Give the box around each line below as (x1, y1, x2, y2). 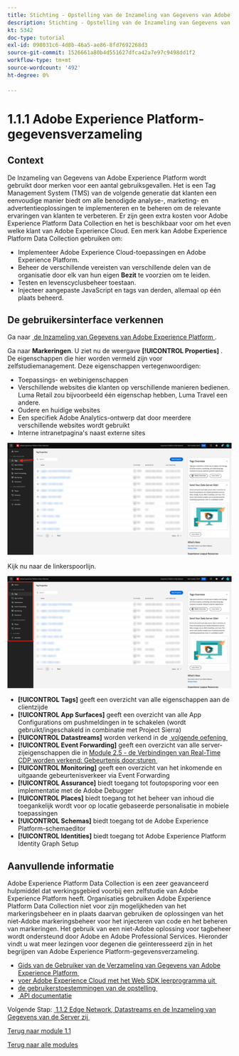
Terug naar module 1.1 (7, 1027, 71, 1035)
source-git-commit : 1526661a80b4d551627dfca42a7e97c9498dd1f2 (7, 49, 196, 56)
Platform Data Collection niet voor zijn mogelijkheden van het (7, 902, 187, 910)
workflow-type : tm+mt (7, 57, 72, 64)
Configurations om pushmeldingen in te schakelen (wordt (17, 718, 186, 727)
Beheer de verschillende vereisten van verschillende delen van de (17, 263, 211, 271)
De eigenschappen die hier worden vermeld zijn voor (7, 354, 163, 363)
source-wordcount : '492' (7, 64, 81, 71)
